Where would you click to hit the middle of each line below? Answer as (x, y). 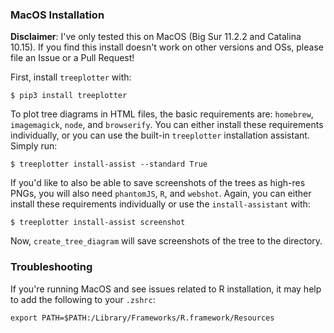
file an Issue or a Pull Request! (72, 58)
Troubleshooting (51, 267)
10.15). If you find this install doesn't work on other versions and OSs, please (167, 47)
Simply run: (34, 146)
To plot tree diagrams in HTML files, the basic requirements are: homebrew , (162, 114)
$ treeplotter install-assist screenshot (98, 223)
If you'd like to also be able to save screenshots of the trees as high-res (158, 183)
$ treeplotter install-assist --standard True (109, 164)
